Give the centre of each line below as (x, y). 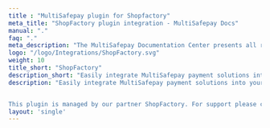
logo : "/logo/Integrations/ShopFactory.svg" (84, 53)
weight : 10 (27, 61)
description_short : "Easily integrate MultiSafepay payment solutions (129, 75)
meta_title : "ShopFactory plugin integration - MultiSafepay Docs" (124, 23)
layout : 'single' (37, 112)
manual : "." (28, 30)
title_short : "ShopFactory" (55, 68)
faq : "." (23, 38)
